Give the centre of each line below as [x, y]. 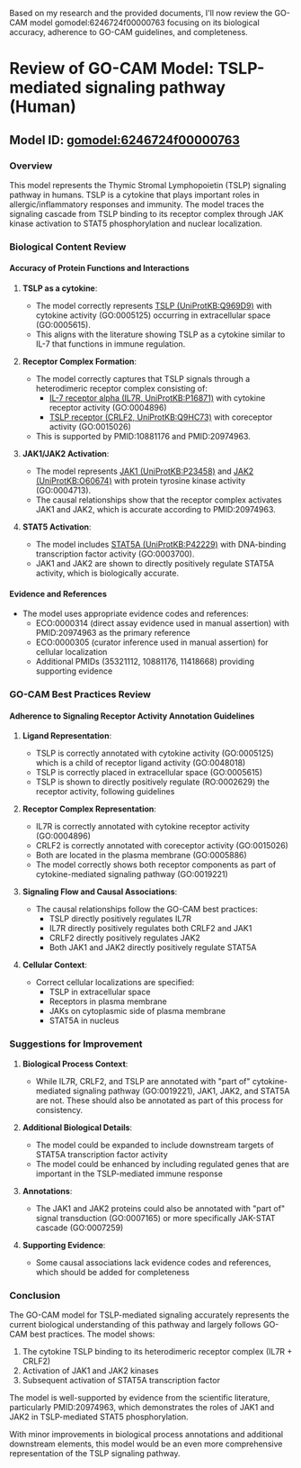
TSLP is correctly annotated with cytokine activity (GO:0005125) [155, 753]
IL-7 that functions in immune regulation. [111, 344]
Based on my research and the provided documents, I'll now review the [141, 13]
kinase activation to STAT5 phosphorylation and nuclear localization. [136, 223]
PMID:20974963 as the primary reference [113, 633]
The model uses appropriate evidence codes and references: [135, 614]
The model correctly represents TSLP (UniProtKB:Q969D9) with [154, 306]
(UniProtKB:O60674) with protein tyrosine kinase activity [141, 480]
